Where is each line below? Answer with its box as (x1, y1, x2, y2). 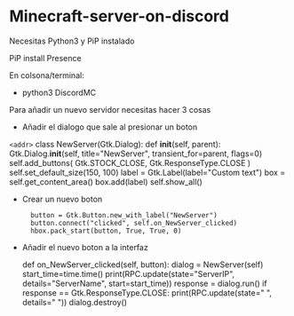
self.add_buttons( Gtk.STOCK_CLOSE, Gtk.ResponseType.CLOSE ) (9, 157, 251, 168)
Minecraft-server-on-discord (9, 6, 229, 27)
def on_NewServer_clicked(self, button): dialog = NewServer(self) (21, 259, 264, 270)
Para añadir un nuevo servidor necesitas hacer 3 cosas (9, 104, 211, 115)
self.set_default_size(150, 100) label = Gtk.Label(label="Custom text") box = (9, 167, 286, 178)
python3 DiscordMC (21, 87, 97, 98)
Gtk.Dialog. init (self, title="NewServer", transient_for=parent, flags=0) (9, 148, 263, 159)
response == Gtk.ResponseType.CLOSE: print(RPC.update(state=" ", (21, 287, 273, 298)
